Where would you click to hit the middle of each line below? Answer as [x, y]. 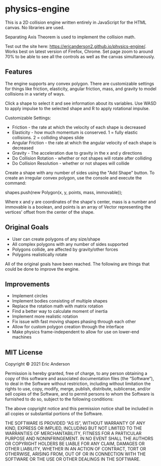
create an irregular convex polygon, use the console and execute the [73, 177]
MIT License [24, 352]
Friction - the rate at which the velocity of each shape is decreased [79, 127]
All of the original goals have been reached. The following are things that [77, 264]
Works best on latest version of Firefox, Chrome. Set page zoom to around [79, 51]
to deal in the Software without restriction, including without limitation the [78, 384]
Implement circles [30, 296]
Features [19, 72]
